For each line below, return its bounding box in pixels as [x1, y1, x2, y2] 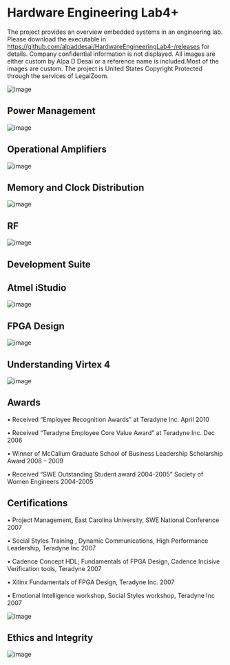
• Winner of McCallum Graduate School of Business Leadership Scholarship [7, 449, 223, 457]
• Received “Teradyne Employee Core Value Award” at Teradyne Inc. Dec [7, 428, 216, 436]
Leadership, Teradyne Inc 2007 [7, 543, 96, 552]
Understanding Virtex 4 [7, 358, 111, 370]
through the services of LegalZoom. [7, 71, 109, 80]
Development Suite [7, 258, 91, 270]
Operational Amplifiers [7, 144, 107, 155]
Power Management [7, 105, 96, 117]
